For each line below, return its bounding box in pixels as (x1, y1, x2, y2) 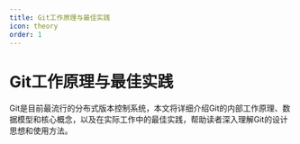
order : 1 (9, 30, 42, 39)
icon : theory (9, 22, 59, 31)
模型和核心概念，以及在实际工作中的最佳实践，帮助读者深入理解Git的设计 (16, 114, 288, 125)
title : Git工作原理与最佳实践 (9, 13, 111, 22)
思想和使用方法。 (9, 125, 73, 136)
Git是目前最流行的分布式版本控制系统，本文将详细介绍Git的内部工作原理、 (9, 103, 283, 113)
